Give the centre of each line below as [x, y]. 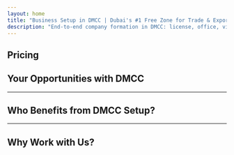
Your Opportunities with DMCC [76, 79]
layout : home [26, 14]
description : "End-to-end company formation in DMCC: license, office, [113, 27]
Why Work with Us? [51, 142]
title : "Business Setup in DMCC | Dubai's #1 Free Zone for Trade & [109, 20]
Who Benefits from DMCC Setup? [81, 110]
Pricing [23, 55]
